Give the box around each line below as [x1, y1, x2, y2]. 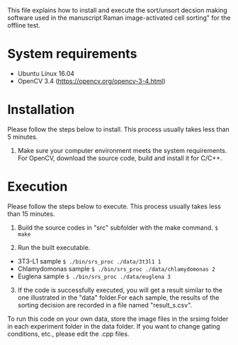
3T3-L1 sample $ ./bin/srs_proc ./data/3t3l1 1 [17, 256, 161, 265]
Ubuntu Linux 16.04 [17, 69, 75, 77]
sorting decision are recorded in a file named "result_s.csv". [17, 300, 193, 309]
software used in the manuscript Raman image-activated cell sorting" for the [7, 13, 231, 22]
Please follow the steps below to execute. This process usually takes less [7, 202, 222, 210]
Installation [7, 102, 75, 118]
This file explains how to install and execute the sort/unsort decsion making [7, 6, 228, 14]
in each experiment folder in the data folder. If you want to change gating [7, 322, 221, 330]
